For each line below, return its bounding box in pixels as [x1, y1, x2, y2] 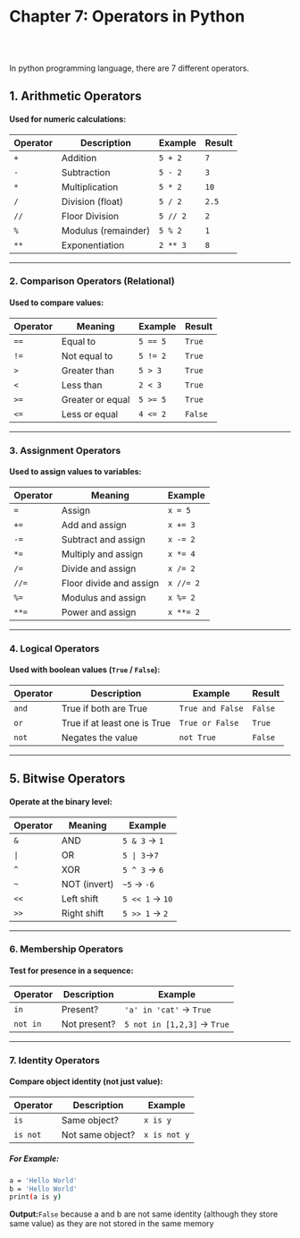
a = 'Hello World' [9, 1175, 78, 1185]
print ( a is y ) [9, 1192, 62, 1201]
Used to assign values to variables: [9, 466, 142, 477]
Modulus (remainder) [61, 224, 151, 236]
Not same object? [61, 1128, 136, 1140]
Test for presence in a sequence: [9, 965, 134, 977]
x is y [143, 1114, 172, 1125]
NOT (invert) [61, 877, 114, 890]
